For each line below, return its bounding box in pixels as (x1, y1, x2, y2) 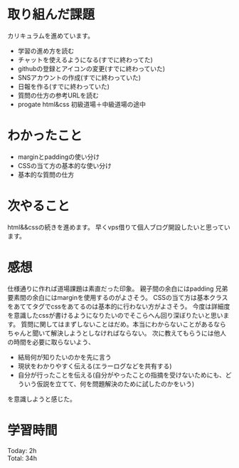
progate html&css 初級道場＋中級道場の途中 (17, 100, 147, 108)
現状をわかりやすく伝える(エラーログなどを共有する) (17, 361, 172, 370)
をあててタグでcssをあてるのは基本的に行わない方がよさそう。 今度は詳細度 (7, 302, 230, 311)
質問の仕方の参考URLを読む (17, 90, 100, 100)
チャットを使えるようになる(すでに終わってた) (17, 55, 153, 64)
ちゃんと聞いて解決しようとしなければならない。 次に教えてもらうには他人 (7, 328, 227, 337)
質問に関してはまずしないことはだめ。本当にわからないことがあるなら (21, 320, 226, 328)
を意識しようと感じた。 (7, 395, 76, 403)
